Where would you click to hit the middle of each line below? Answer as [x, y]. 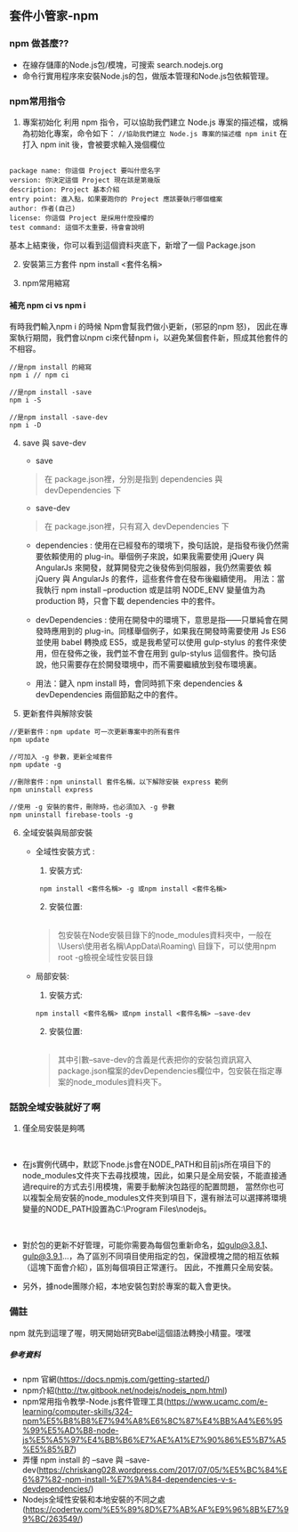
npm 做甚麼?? [39, 44]
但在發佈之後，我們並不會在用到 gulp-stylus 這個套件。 [152, 654]
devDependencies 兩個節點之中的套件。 [109, 695]
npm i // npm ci [39, 375]
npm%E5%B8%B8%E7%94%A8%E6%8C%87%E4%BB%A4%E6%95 [152, 1421]
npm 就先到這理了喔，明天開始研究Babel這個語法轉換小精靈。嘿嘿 [130, 1332]
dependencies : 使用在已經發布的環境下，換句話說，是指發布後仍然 [158, 545]
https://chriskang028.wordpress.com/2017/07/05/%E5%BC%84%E [163, 1470]
